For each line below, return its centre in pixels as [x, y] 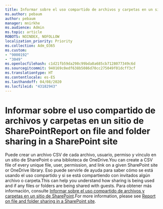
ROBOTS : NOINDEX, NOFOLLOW [32, 37]
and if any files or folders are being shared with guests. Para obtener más [78, 186]
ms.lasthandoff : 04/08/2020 [33, 82]
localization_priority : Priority [39, 41]
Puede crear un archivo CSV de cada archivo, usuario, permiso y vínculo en [81, 155]
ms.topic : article [24, 32]
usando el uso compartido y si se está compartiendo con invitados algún [78, 175]
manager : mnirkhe [23, 23]
